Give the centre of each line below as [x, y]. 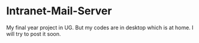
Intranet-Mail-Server [59, 11]
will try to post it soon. [34, 33]
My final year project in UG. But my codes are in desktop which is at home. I [100, 27]
